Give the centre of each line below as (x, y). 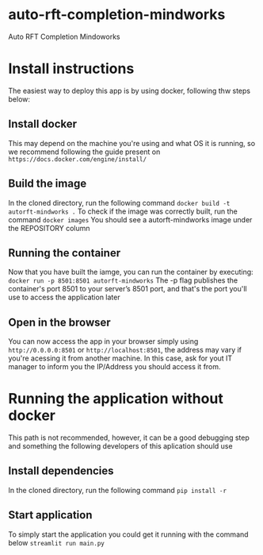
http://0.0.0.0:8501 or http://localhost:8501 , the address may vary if (125, 350)
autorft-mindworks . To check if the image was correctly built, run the (123, 211)
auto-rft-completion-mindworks (117, 15)
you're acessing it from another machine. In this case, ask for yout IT (120, 358)
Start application (50, 515)
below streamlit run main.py (57, 542)
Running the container (65, 253)
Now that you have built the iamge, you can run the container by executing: (131, 272)
